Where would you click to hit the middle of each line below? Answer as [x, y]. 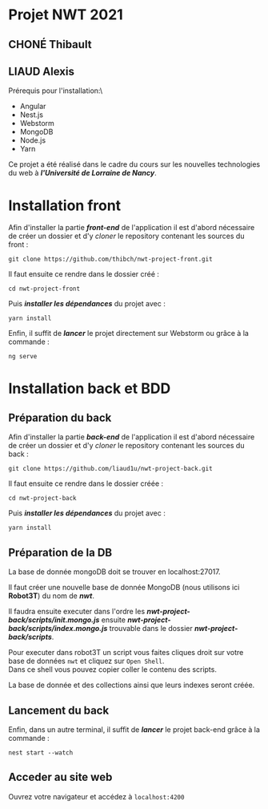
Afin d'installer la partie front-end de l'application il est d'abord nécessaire [132, 228]
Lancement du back [59, 710]
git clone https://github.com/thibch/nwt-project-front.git [111, 259]
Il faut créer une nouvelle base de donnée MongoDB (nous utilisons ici [124, 588]
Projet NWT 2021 [66, 15]
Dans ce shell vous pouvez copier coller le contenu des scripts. [113, 669]
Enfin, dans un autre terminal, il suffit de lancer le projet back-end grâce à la [134, 729]
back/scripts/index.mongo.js [58, 629]
